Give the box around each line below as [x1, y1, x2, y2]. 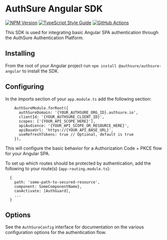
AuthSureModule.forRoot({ [14, 105, 69, 110]
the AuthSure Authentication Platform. [5, 35, 84, 41]
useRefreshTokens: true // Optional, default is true [18, 132, 134, 137]
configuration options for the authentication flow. [5, 229, 107, 235]
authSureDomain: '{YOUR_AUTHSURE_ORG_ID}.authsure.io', [18, 110, 138, 115]
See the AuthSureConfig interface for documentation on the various [5, 224, 144, 230]
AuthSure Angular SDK [5, 3, 103, 15]
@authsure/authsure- [118, 63, 162, 68]
